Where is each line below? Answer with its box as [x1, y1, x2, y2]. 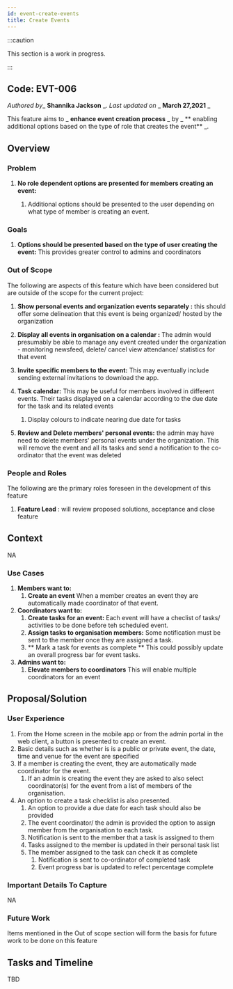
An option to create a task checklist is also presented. [17, 796, 172, 805]
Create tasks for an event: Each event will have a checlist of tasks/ [27, 614, 220, 622]
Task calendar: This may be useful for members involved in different [17, 387, 214, 395]
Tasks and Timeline [7, 956, 94, 968]
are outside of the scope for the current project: [7, 288, 144, 296]
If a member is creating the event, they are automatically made [17, 759, 197, 768]
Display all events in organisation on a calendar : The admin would [17, 330, 211, 338]
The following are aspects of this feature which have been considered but [7, 281, 219, 290]
